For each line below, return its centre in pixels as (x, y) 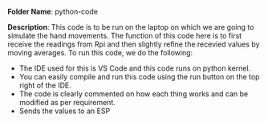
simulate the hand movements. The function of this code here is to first (125, 36)
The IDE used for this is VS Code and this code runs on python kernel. (135, 68)
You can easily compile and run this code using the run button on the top (139, 77)
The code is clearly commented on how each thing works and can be (134, 94)
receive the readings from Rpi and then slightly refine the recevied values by (134, 44)
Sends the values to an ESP (65, 111)
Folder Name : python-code (53, 12)
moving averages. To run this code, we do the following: (100, 53)
